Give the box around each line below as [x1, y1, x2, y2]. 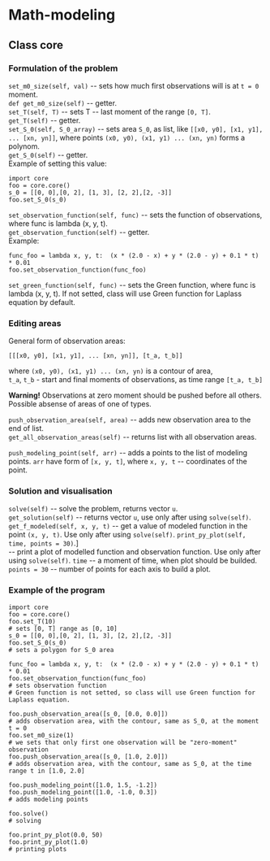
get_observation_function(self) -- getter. [8, 227, 150, 237]
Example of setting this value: [8, 159, 107, 168]
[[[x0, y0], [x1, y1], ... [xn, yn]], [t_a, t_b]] [8, 352, 183, 360]
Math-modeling [8, 6, 116, 24]
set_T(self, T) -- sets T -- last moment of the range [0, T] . [8, 107, 211, 116]
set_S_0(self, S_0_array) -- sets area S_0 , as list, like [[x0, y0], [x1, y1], [8, 124, 264, 133]
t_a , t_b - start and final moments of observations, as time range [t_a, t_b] [8, 375, 264, 385]
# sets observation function [8, 681, 107, 689]
